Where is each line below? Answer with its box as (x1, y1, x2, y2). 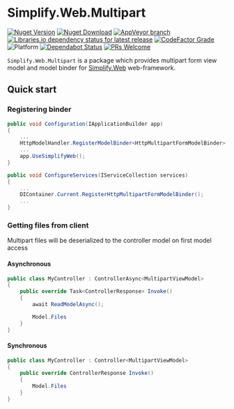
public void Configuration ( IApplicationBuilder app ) (7, 120, 164, 127)
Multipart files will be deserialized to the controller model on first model (7, 236, 212, 245)
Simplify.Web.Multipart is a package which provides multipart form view (7, 56, 217, 64)
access (7, 243, 28, 252)
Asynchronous (7, 259, 52, 268)
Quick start (7, 83, 57, 95)
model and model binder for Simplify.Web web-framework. (7, 63, 176, 72)
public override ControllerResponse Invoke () (19, 370, 155, 377)
